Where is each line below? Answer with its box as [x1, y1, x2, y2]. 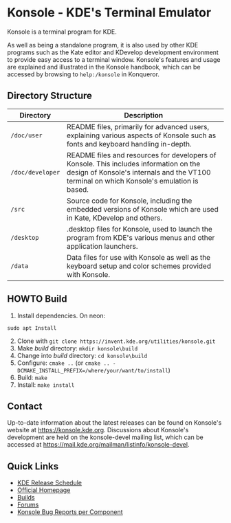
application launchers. [66, 241, 139, 251]
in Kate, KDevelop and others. [66, 213, 163, 223]
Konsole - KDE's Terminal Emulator [7, 5, 212, 21]
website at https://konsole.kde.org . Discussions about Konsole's [7, 426, 189, 434]
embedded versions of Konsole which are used [66, 204, 219, 214]
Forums [16, 500, 39, 509]
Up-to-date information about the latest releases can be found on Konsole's [7, 419, 222, 427]
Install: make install [16, 380, 75, 389]
